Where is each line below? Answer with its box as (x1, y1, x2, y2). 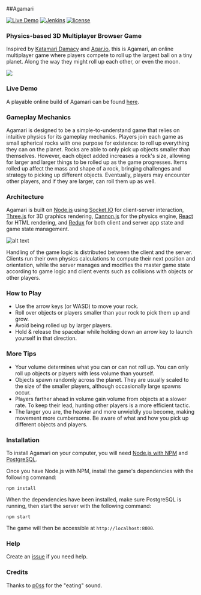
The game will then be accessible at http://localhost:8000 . (6, 525, 155, 532)
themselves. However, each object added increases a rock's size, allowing (6, 152, 190, 159)
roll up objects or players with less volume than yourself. (14, 369, 155, 377)
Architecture (6, 192, 44, 201)
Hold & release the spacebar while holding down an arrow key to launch (14, 328, 193, 336)
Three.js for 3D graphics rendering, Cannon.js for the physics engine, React (6, 213, 193, 220)
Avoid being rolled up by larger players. (14, 322, 112, 329)
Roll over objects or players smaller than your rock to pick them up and (14, 309, 190, 316)
